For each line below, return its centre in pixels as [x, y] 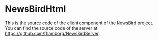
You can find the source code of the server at [51, 28]
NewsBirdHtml [36, 9]
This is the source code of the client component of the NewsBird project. [79, 23]
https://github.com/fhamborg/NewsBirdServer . [53, 33]
